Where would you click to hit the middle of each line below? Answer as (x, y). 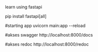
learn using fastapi (24, 7)
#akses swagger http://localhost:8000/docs (49, 35)
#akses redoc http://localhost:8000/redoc (47, 44)
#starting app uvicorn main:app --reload (45, 26)
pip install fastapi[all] (26, 16)
